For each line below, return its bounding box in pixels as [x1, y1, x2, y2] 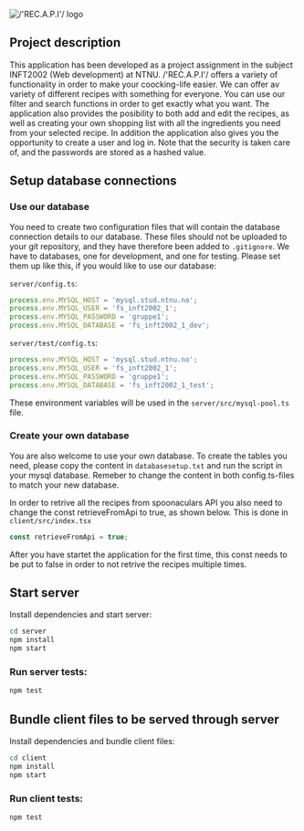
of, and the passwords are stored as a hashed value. [9, 146, 207, 157]
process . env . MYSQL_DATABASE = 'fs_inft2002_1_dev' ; [9, 321, 210, 331]
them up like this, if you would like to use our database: [9, 260, 217, 271]
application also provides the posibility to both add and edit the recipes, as [9, 108, 290, 119]
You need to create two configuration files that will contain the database [9, 221, 280, 232]
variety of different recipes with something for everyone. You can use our [9, 88, 286, 100]
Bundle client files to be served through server [9, 711, 280, 727]
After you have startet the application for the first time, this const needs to [9, 549, 288, 560]
